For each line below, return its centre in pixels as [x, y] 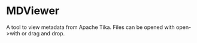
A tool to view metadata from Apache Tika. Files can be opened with [90, 27]
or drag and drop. [43, 33]
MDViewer [33, 11]
